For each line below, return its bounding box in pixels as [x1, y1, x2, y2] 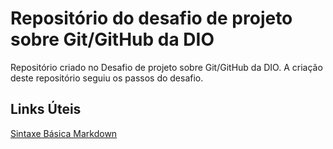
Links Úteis [10, 101, 82, 118]
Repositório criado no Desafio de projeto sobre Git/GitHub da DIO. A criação [10, 61, 323, 73]
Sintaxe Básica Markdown [10, 127, 118, 139]
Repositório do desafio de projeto [10, 7, 293, 30]
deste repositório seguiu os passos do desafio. [10, 72, 204, 84]
